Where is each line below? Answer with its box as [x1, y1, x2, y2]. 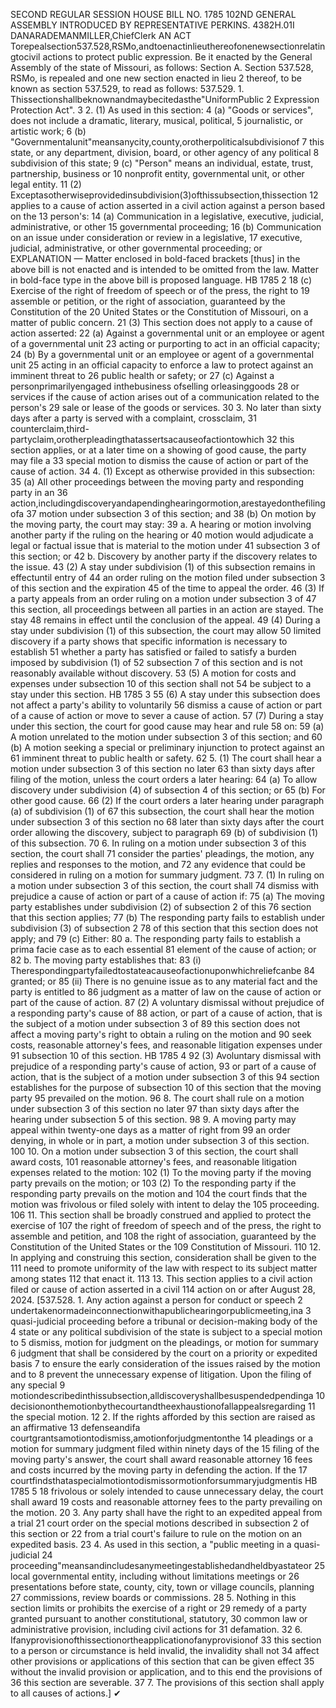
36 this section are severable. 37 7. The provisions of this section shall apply [10, 1677, 325, 1688]
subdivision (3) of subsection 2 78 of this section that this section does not [10, 922, 319, 934]
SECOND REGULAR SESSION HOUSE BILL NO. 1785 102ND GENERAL [10, 9, 297, 20]
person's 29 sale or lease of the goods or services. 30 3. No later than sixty [10, 402, 322, 413]
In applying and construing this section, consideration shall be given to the [10, 1252, 317, 1263]
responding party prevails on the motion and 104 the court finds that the [10, 1188, 308, 1199]
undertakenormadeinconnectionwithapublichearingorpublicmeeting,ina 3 [10, 1305, 312, 1316]
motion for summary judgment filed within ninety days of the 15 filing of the [10, 1443, 320, 1454]
